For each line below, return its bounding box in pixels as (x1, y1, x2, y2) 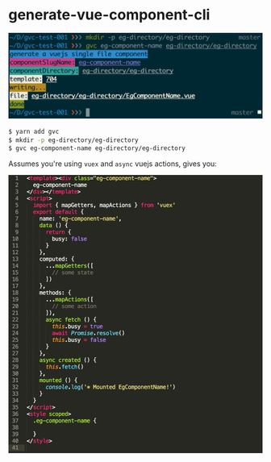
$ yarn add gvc (8, 127, 60, 135)
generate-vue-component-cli (8, 6, 211, 24)
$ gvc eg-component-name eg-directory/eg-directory (8, 144, 186, 152)
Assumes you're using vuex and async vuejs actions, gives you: (8, 159, 218, 169)
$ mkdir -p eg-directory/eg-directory (8, 135, 139, 144)
